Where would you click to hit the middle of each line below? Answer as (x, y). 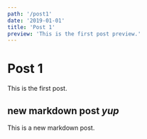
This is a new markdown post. (51, 128)
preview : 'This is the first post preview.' (74, 34)
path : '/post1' (30, 14)
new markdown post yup (63, 111)
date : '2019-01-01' (36, 21)
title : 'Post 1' (31, 27)
